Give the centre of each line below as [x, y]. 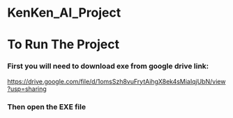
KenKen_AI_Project [64, 13]
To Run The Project [63, 45]
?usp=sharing [27, 89]
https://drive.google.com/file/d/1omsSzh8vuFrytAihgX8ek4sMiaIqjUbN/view [116, 81]
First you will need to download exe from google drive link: [108, 66]
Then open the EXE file [46, 107]
